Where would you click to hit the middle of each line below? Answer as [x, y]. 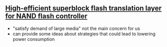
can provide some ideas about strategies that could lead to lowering [84, 34]
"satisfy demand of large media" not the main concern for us [76, 28]
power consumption [34, 39]
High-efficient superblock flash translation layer [83, 8]
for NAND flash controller [46, 16]
